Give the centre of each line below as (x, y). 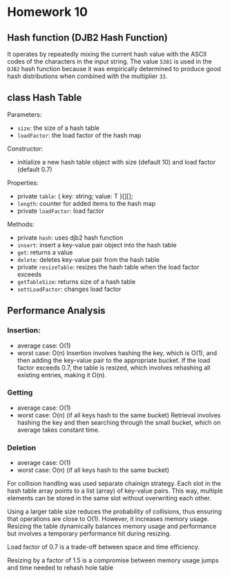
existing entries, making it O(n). (62, 375)
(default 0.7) (35, 169)
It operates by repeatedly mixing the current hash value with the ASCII (107, 54)
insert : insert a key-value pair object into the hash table (97, 245)
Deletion (22, 448)
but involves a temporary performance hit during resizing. (89, 533)
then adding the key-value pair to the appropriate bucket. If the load (114, 360)
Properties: (23, 182)
